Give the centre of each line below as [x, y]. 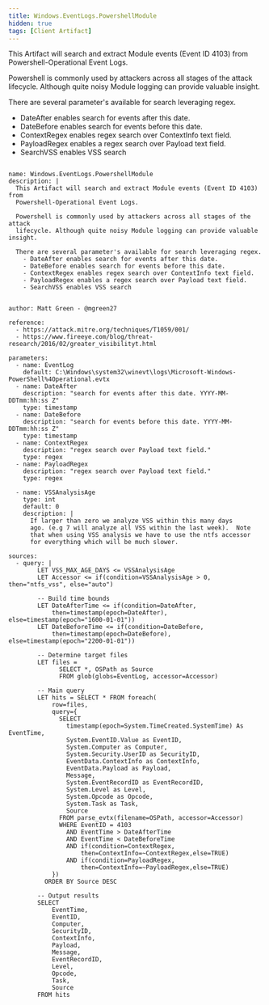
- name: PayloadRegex [52, 464]
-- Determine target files [83, 656]
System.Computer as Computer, [117, 747]
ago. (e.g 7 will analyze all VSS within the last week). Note [140, 528]
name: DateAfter [50, 386]
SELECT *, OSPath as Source [106, 669]
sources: [23, 556]
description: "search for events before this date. [111, 422]
